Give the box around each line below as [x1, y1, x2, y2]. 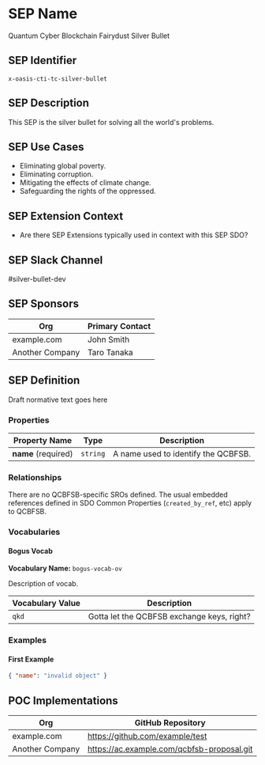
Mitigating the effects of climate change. [19, 178, 151, 187]
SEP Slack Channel [8, 253, 103, 267]
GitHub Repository [134, 718, 207, 729]
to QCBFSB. [8, 507, 47, 517]
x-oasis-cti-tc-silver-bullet [8, 74, 108, 83]
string [80, 449, 106, 458]
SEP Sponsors [8, 297, 79, 311]
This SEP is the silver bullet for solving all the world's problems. [8, 117, 215, 127]
